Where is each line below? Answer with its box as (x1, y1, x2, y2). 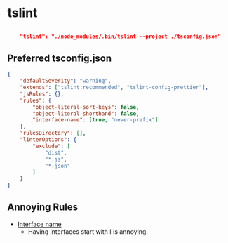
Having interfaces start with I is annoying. (27, 227, 149, 236)
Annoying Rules (7, 202, 79, 214)
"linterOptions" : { (20, 136, 77, 143)
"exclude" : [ (32, 143, 71, 150)
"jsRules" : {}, (20, 90, 65, 98)
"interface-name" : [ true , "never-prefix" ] (32, 117, 159, 124)
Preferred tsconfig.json (7, 52, 112, 64)
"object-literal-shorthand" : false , (32, 110, 140, 117)
